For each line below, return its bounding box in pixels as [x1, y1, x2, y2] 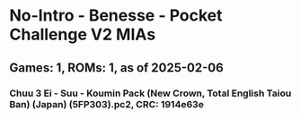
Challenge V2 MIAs [9, 24, 156, 45]
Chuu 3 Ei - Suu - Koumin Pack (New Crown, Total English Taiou [9, 87, 292, 99]
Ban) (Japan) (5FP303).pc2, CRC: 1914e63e [9, 98, 205, 110]
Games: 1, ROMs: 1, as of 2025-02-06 [9, 60, 225, 75]
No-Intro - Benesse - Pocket [9, 5, 223, 26]
